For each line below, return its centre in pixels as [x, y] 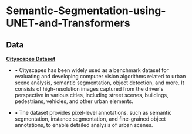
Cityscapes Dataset [31, 59]
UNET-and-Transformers [68, 23]
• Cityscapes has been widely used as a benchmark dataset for [92, 70]
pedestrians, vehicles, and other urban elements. [74, 101]
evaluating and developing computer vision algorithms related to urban [100, 76]
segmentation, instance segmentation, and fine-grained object [90, 119]
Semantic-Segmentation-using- [86, 11]
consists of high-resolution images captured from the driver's [89, 89]
